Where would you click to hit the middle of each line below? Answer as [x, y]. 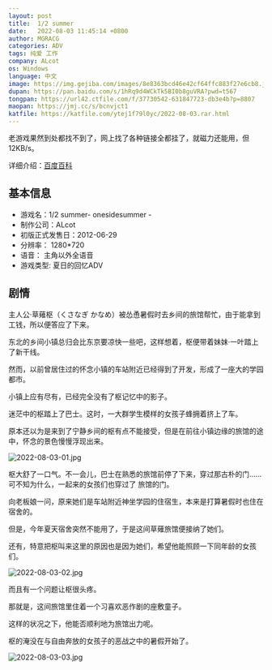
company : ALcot [34, 62]
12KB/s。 [23, 148]
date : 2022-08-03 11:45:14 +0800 [68, 31]
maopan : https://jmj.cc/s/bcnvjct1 [68, 106]
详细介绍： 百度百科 [40, 165]
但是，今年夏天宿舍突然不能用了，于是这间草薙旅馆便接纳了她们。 [118, 529]
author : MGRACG [34, 39]
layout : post [30, 16]
